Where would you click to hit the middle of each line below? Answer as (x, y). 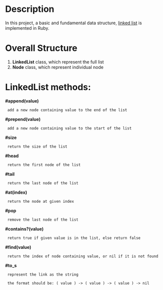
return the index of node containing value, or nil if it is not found (83, 256)
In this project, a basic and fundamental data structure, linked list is (74, 23)
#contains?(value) (24, 229)
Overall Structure (41, 48)
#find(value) (18, 247)
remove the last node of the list (43, 220)
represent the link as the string (43, 274)
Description (30, 9)
